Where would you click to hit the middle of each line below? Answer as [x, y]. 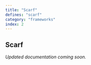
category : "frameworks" [31, 19]
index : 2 [14, 24]
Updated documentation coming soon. [46, 57]
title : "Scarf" [21, 10]
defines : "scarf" [24, 15]
